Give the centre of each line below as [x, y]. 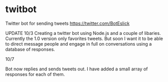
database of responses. [30, 49]
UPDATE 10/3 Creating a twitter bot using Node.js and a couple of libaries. [83, 33]
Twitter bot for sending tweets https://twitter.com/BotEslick [67, 23]
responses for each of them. [35, 74]
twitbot [21, 9]
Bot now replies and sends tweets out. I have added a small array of [77, 69]
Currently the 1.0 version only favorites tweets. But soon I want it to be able [84, 38]
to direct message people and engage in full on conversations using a [79, 44]
